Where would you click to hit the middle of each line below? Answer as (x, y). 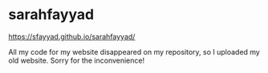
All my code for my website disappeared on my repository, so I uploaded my (134, 52)
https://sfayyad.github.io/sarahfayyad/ (72, 36)
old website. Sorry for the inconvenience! (77, 60)
